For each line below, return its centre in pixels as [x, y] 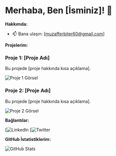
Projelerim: [17, 45]
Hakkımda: [16, 24]
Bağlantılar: [17, 120]
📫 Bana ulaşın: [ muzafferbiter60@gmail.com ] [58, 34]
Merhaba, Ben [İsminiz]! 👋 [59, 11]
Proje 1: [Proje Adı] [27, 58]
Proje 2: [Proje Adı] [28, 90]
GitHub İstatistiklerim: [28, 139]
